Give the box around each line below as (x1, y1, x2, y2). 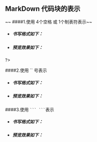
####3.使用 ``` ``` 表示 (5, 106, 54, 112)
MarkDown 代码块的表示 (5, 4, 81, 13)
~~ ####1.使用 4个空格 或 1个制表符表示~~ (5, 19, 93, 25)
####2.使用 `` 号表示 (5, 67, 47, 73)
